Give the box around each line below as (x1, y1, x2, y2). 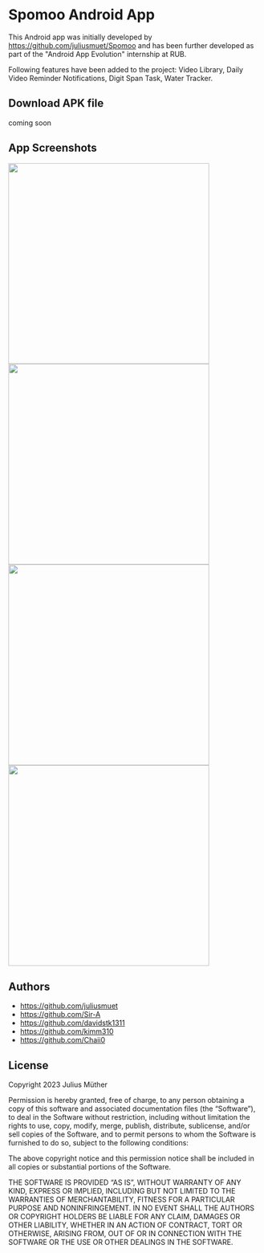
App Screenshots (8, 141, 98, 155)
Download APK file (8, 96, 104, 110)
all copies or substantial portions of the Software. (8, 1162, 171, 1172)
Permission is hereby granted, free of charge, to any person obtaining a (8, 1096, 245, 1105)
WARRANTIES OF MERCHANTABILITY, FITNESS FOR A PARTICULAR (8, 1194, 235, 1205)
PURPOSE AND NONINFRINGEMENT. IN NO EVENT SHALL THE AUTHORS (8, 1203, 255, 1213)
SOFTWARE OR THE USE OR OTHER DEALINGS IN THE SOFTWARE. (8, 1238, 234, 1247)
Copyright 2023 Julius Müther (8, 1080, 108, 1089)
